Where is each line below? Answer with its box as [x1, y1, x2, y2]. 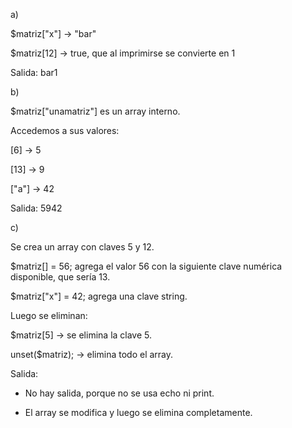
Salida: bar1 [10, 67, 58, 78]
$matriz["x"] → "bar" [10, 28, 97, 39]
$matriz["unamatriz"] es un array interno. [10, 105, 181, 117]
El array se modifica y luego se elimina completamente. [24, 407, 253, 418]
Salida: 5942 [10, 202, 63, 214]
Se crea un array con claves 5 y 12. [10, 241, 155, 253]
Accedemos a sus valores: [10, 125, 120, 136]
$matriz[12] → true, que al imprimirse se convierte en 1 [10, 47, 236, 59]
